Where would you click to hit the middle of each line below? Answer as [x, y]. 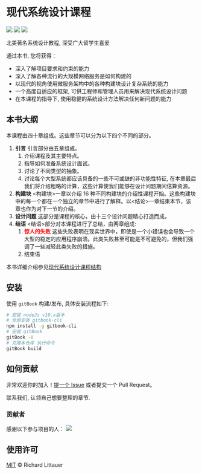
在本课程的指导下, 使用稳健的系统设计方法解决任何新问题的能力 [93, 99]
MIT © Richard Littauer [35, 465]
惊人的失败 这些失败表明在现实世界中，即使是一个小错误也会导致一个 [109, 231]
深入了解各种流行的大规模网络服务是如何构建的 [73, 76]
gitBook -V [20, 337]
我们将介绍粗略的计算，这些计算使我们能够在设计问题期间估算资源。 [109, 186]
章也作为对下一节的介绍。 [47, 209]
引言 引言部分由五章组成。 [47, 148]
